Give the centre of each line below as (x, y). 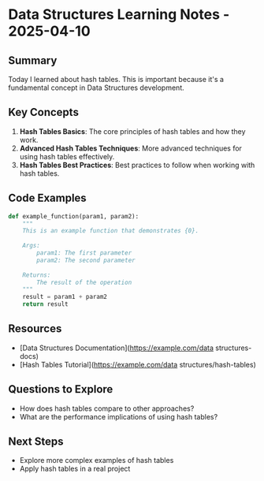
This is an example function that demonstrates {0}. (111, 231)
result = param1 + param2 (65, 297)
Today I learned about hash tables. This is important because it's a (116, 79)
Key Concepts (43, 112)
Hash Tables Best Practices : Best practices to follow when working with (137, 165)
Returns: (37, 275)
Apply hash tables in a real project (75, 469)
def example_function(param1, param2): (74, 216)
